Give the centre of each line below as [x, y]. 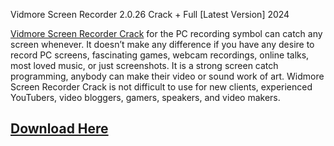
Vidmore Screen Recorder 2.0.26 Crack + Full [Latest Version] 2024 [150, 14]
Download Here [59, 129]
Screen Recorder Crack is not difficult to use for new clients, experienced [161, 87]
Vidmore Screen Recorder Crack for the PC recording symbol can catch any [166, 33]
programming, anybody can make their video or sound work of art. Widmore [167, 76]
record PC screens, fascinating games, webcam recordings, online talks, [160, 55]
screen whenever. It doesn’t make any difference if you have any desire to [162, 44]
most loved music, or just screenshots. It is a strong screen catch [144, 65]
